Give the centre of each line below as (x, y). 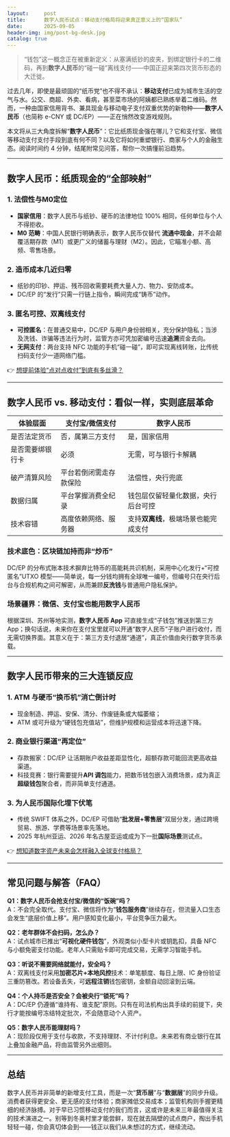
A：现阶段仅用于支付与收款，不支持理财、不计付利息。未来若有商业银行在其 (114, 1036)
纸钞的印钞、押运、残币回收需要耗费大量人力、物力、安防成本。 (107, 286)
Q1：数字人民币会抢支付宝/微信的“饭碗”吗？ (69, 901)
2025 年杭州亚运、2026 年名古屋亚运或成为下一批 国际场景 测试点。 (112, 836)
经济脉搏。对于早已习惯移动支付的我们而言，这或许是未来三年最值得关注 (121, 1110)
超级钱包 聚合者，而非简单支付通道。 (68, 783)
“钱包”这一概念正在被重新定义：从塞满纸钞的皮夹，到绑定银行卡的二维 (123, 60)
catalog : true (27, 39)
